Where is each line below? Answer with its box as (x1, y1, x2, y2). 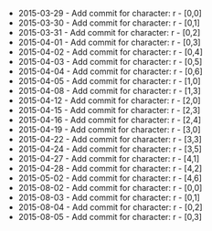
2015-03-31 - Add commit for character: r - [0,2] (17, 27, 201, 37)
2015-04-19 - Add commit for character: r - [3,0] (17, 124, 201, 135)
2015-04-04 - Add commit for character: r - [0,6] (17, 66, 203, 77)
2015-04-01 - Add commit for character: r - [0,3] (17, 37, 201, 47)
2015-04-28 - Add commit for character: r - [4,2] (17, 163, 203, 173)
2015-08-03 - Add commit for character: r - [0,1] (17, 192, 201, 203)
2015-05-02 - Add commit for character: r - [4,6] (17, 173, 203, 184)
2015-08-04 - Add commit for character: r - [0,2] (17, 202, 203, 213)
